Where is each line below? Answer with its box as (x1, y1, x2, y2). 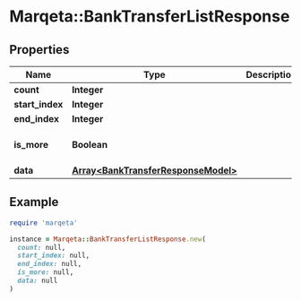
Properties (9, 42, 70, 57)
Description (245, 69, 297, 81)
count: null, (17, 243, 66, 252)
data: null (17, 276, 58, 286)
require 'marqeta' (9, 218, 78, 228)
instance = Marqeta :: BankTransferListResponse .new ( (9, 235, 206, 244)
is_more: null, (17, 268, 74, 277)
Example (9, 194, 59, 210)
